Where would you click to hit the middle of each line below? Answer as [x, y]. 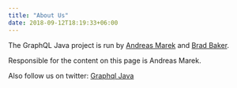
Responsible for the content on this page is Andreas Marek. [105, 60]
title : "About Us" [38, 15]
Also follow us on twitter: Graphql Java [71, 75]
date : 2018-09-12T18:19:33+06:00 [63, 23]
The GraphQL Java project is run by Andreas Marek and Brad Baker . [119, 45]
